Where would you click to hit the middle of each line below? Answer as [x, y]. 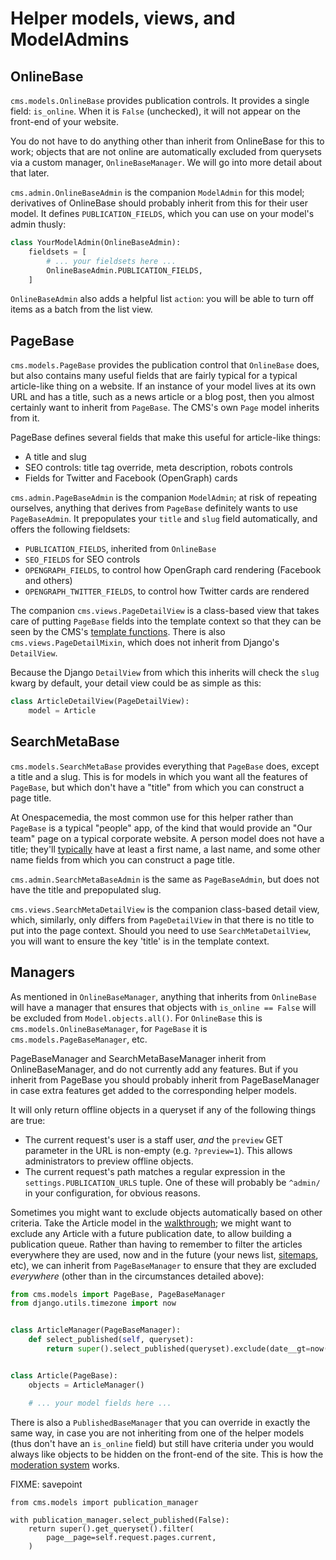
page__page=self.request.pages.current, [131, 1537]
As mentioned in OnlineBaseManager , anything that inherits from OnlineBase [163, 996]
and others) [48, 581]
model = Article [62, 711]
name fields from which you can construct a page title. [122, 859]
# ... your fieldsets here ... [111, 261]
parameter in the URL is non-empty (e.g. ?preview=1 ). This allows [158, 1150]
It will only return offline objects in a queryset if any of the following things [163, 1109]
